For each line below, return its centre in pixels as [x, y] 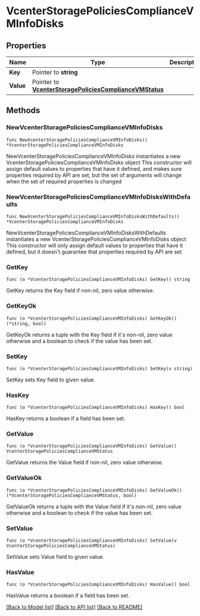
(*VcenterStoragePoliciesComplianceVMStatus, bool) [71, 495]
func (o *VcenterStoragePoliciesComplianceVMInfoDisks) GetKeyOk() [92, 318]
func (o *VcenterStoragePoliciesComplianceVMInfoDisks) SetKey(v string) [100, 368]
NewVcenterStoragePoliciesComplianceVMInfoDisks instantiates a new [93, 156]
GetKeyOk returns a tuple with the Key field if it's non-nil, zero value [89, 334]
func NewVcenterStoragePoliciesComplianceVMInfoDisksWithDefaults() [93, 216]
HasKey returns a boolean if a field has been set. [66, 418]
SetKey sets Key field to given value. [51, 380]
